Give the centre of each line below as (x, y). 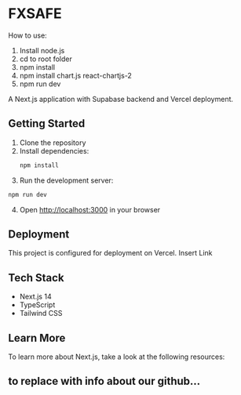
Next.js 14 (36, 297)
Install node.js (42, 50)
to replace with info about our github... (104, 381)
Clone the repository (53, 143)
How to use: (27, 35)
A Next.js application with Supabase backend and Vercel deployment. (121, 99)
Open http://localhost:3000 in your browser (90, 209)
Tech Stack (36, 278)
